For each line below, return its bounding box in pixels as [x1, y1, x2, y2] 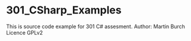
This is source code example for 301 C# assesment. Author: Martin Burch [6, 23, 186, 30]
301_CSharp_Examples [6, 4, 122, 17]
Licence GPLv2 [6, 29, 43, 36]
